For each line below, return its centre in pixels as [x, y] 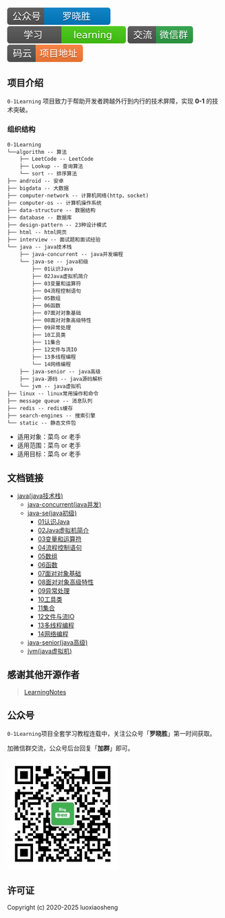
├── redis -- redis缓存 [40, 409]
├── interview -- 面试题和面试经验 [54, 240]
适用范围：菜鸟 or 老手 [49, 445]
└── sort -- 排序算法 [49, 174]
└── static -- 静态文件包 [42, 423]
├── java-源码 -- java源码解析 [61, 379]
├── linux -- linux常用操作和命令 [53, 394]
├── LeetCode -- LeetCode [57, 159]
